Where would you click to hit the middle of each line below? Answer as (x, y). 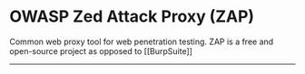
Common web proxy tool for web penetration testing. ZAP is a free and (142, 42)
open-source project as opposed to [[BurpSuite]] (101, 51)
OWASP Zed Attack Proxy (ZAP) (132, 17)
